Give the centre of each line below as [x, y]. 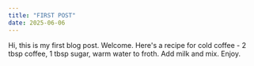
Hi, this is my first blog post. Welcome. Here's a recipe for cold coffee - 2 [127, 45]
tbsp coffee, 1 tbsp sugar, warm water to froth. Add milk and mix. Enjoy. [125, 53]
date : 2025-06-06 [37, 23]
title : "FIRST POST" [42, 15]
